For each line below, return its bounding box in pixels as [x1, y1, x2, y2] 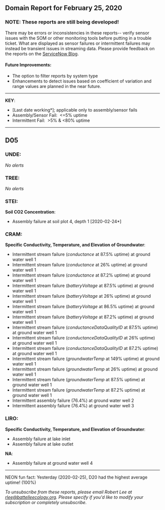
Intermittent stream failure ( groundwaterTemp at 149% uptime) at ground [12, 356, 160, 362]
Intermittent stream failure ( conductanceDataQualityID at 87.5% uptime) [12, 324, 158, 331]
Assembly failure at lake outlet [12, 441, 74, 447]
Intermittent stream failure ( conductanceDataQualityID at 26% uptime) [12, 335, 156, 341]
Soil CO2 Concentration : [5, 209, 55, 215]
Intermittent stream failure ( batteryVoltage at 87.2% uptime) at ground [12, 314, 154, 320]
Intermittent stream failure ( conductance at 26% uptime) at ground [12, 262, 147, 268]
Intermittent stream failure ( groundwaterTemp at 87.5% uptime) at [12, 377, 145, 383]
